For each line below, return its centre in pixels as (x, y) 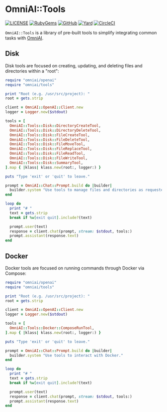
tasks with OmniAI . (24, 38)
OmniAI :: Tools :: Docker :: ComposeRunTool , (52, 328)
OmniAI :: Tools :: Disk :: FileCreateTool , (50, 135)
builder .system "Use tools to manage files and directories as (76, 190)
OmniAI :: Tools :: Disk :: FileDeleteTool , (50, 140)
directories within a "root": (32, 71)
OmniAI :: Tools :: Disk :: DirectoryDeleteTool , (55, 130)
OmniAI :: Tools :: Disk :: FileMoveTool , (47, 144)
